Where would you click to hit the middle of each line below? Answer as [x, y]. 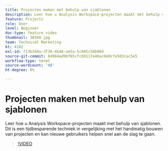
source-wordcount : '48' [30, 65]
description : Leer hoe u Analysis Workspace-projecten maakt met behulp [82, 14]
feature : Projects [24, 19]
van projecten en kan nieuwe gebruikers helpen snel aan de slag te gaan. [80, 134]
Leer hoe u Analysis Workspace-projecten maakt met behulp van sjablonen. [83, 123]
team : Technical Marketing [33, 42]
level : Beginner [22, 28]
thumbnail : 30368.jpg [28, 38]
